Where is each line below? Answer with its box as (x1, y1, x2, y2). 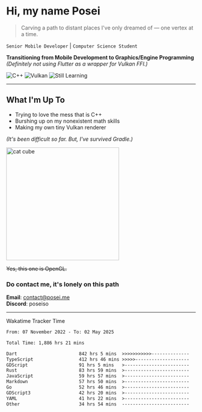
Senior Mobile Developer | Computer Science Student (6, 42, 138, 49)
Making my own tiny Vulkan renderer (14, 123, 106, 131)
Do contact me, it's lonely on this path (6, 280, 119, 288)
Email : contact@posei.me (6, 294, 70, 301)
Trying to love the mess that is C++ (14, 111, 102, 118)
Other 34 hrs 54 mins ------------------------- (6, 401, 189, 407)
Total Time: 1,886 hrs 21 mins (6, 340, 85, 346)
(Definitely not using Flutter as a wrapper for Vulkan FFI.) (6, 60, 148, 67)
